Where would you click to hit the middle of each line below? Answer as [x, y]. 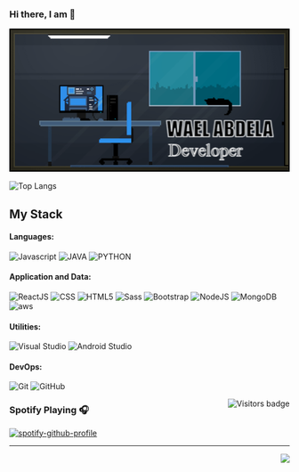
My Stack [36, 214]
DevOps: [26, 366]
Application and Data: [50, 277]
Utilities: [25, 326]
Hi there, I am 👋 [42, 14]
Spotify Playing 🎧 [49, 411]
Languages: [32, 237]
